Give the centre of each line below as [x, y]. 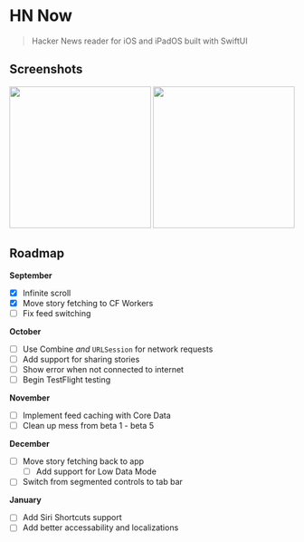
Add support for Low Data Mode [96, 471]
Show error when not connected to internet [103, 369]
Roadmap [37, 253]
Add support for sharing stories [81, 359]
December [29, 444]
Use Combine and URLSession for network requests [118, 349]
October [25, 331]
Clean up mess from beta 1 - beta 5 [88, 426]
